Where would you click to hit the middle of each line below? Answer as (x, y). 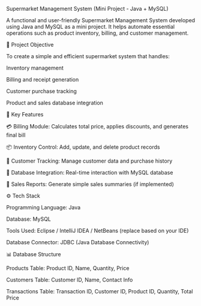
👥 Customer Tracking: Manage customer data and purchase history (89, 161)
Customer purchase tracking (41, 91)
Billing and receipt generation (43, 79)
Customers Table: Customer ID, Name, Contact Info (70, 280)
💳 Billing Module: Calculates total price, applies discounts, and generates (97, 126)
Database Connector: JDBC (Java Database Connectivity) (78, 242)
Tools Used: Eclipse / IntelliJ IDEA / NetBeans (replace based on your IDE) (97, 231)
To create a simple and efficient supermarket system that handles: (88, 56)
